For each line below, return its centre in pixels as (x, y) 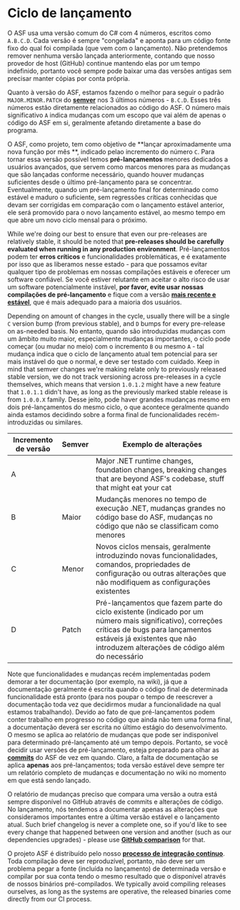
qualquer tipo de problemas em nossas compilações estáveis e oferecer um (119, 271)
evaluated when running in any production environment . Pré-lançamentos (119, 249)
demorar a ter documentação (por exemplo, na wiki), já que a (97, 681)
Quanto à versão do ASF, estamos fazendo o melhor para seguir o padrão (116, 92)
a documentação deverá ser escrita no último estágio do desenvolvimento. (117, 727)
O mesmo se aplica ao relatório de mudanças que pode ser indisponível (113, 734)
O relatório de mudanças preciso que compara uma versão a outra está (112, 794)
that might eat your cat (134, 487)
